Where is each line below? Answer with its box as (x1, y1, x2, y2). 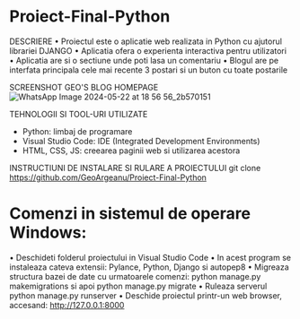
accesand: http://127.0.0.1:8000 (9, 299, 125, 310)
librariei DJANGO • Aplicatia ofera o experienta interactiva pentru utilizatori (9, 45, 287, 56)
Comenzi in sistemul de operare (9, 203, 251, 224)
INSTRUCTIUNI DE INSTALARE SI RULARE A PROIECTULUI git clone (9, 162, 261, 173)
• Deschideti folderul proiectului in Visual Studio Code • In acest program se (9, 252, 292, 263)
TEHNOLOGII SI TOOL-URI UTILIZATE (9, 108, 148, 119)
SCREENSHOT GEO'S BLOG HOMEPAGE (9, 82, 159, 92)
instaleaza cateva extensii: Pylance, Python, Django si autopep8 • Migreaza (9, 262, 289, 272)
